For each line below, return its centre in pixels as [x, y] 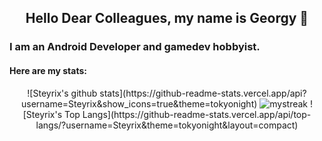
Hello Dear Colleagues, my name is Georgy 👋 [167, 18]
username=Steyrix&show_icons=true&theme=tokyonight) [139, 103]
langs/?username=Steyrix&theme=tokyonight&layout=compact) [167, 125]
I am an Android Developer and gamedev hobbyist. [135, 47]
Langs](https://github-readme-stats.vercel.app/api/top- [197, 114]
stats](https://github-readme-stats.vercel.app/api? [203, 93]
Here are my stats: [48, 70]
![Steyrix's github [62, 93]
